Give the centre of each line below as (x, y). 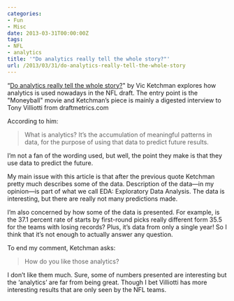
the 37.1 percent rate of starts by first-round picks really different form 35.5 (115, 219)
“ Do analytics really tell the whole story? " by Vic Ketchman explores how (112, 85)
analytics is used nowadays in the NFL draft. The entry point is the (102, 93)
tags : (15, 40)
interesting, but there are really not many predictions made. (93, 199)
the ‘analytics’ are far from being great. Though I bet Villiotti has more (107, 282)
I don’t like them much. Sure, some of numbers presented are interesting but (117, 275)
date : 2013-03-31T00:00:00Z (48, 33)
